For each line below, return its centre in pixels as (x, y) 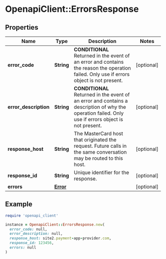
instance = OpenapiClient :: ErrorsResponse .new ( (55, 224)
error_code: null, (29, 229)
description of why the (100, 107)
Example (19, 204)
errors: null (23, 248)
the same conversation (100, 152)
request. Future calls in (100, 146)
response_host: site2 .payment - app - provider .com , (61, 238)
